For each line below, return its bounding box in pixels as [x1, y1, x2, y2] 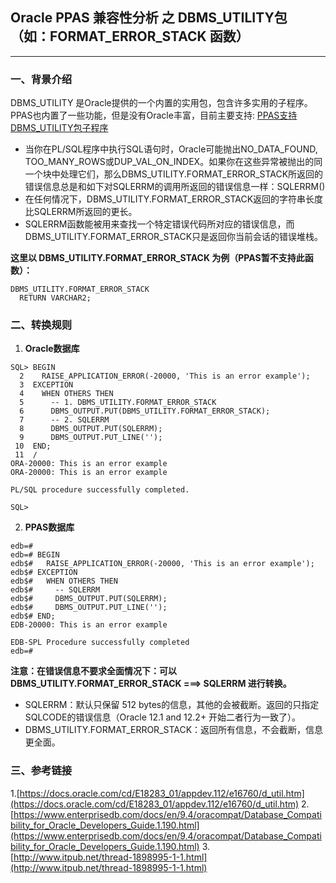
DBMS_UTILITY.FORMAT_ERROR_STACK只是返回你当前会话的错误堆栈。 [24, 231, 324, 243]
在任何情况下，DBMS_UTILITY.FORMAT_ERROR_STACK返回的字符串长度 [24, 193, 324, 205]
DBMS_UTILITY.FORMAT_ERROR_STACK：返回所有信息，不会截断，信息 [24, 724, 324, 736]
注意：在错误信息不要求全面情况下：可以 [10, 665, 177, 677]
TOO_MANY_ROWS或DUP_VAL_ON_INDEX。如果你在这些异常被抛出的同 [24, 156, 323, 168]
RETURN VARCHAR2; [19, 293, 92, 303]
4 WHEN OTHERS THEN [19, 389, 114, 399]
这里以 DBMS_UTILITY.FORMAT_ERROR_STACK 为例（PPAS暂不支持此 [10, 252, 305, 264]
